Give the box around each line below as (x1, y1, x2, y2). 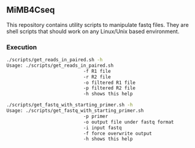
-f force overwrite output (83, 130, 152, 136)
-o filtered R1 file (83, 80, 136, 86)
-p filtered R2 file (83, 85, 136, 91)
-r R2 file (83, 73, 112, 80)
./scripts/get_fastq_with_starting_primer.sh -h (6, 102, 133, 108)
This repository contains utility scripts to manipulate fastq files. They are (6, 21, 189, 28)
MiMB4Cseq (6, 5, 55, 15)
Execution (6, 43, 37, 51)
